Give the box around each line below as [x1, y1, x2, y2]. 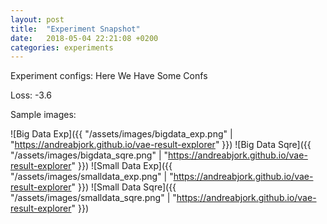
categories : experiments [10, 42, 114, 53]
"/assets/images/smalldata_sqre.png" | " [10, 192, 177, 204]
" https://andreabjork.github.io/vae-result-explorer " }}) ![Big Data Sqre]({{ [10, 139, 312, 151]
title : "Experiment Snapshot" [10, 24, 141, 34]
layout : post [10, 14, 65, 25]
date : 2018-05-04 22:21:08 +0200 [10, 33, 159, 43]
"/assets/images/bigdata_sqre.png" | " [10, 149, 169, 161]
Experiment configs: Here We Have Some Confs [10, 70, 208, 82]
